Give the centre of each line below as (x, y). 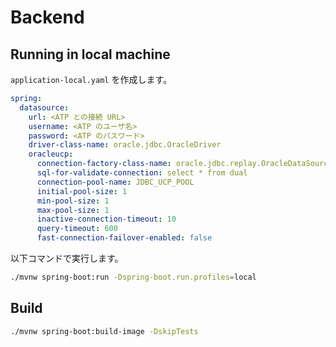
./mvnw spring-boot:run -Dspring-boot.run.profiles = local (133, 277)
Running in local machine (90, 54)
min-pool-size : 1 (73, 201)
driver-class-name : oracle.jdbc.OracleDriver (125, 145)
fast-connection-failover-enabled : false (124, 238)
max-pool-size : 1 (73, 210)
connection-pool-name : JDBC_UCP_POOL (115, 182)
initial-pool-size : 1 (82, 191)
